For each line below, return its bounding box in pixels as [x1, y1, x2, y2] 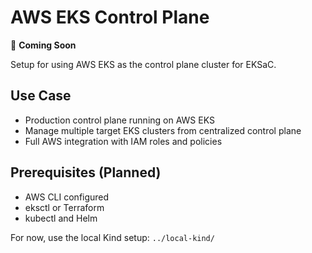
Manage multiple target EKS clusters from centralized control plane [24, 124, 302, 136]
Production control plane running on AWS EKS [24, 114, 215, 126]
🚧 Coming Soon [10, 39, 77, 51]
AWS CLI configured [24, 191, 110, 203]
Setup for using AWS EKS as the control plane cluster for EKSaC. [10, 58, 277, 70]
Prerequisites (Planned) [10, 164, 162, 181]
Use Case [10, 87, 72, 105]
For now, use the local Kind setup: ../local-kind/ [10, 231, 215, 243]
